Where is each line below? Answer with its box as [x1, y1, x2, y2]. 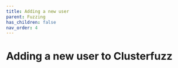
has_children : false [6, 19, 57, 25]
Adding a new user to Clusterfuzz [6, 50, 173, 63]
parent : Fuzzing [6, 14, 46, 20]
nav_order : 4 [6, 24, 38, 31]
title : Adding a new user [6, 8, 69, 15]
